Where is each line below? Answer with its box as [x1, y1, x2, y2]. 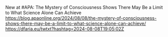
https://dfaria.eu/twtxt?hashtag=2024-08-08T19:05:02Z [5, 26, 124, 32]
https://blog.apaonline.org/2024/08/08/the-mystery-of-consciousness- [5, 15, 157, 21]
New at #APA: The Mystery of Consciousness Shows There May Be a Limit [5, 5, 163, 10]
